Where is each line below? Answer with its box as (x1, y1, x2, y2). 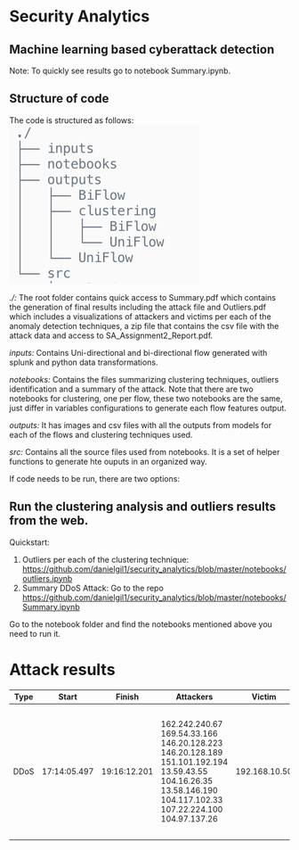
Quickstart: (9, 537, 51, 548)
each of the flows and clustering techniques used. (9, 429, 193, 440)
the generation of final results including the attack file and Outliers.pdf (9, 301, 267, 312)
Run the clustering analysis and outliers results (9, 499, 276, 515)
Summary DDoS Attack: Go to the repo (21, 582, 165, 593)
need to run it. (9, 628, 61, 639)
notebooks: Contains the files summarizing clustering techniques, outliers (9, 374, 279, 384)
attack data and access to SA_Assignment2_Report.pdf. (9, 330, 214, 341)
